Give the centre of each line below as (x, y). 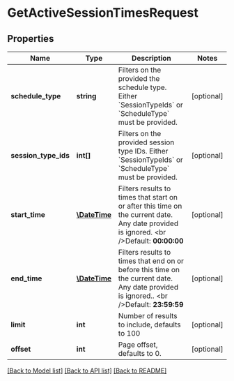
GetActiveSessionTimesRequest (103, 13)
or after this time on (150, 206)
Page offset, (138, 345)
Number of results (148, 316)
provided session (146, 142)
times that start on (148, 197)
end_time (26, 278)
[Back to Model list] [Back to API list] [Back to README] (87, 371)
